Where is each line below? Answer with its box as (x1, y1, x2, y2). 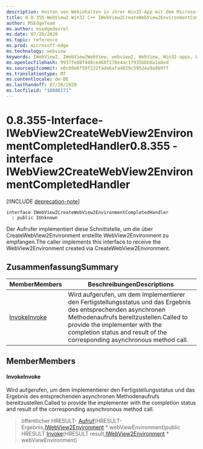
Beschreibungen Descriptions (88, 280, 174, 288)
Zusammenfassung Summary (6, 262, 119, 273)
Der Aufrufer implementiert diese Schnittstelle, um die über (6, 225, 153, 233)
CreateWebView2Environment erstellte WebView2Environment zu (6, 231, 169, 239)
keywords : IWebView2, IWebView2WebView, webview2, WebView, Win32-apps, (6, 54, 193, 60)
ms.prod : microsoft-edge (6, 43, 69, 49)
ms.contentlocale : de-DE (6, 76, 69, 82)
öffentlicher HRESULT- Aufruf (21, 418, 95, 425)
